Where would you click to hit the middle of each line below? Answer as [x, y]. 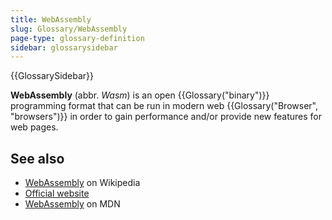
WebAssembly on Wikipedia [82, 183]
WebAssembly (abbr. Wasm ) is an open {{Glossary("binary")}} [140, 95]
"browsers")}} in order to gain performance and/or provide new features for [166, 117]
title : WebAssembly [51, 19]
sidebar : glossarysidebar [64, 47]
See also [37, 158]
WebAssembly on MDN [72, 204]
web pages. [34, 127]
